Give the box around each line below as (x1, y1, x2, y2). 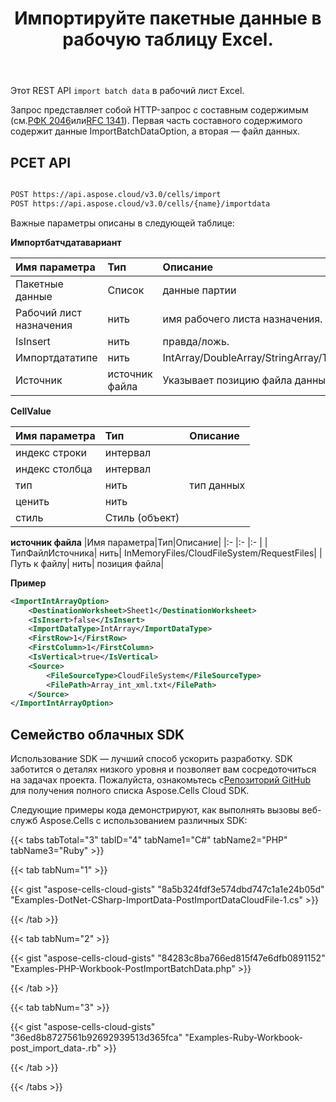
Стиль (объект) (104, 510, 180, 524)
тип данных (189, 478, 246, 492)
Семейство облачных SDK (10, 726, 185, 743)
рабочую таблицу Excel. (62, 28, 274, 51)
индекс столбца (15, 462, 93, 476)
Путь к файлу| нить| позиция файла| (10, 557, 165, 569)
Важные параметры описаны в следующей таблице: (10, 217, 235, 229)
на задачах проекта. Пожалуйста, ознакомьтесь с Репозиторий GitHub (10, 774, 312, 786)
